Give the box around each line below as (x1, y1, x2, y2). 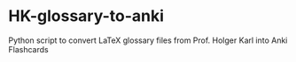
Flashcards (8, 44, 50, 54)
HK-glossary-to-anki (8, 6, 165, 26)
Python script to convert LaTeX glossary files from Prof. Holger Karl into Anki (8, 35, 288, 45)
